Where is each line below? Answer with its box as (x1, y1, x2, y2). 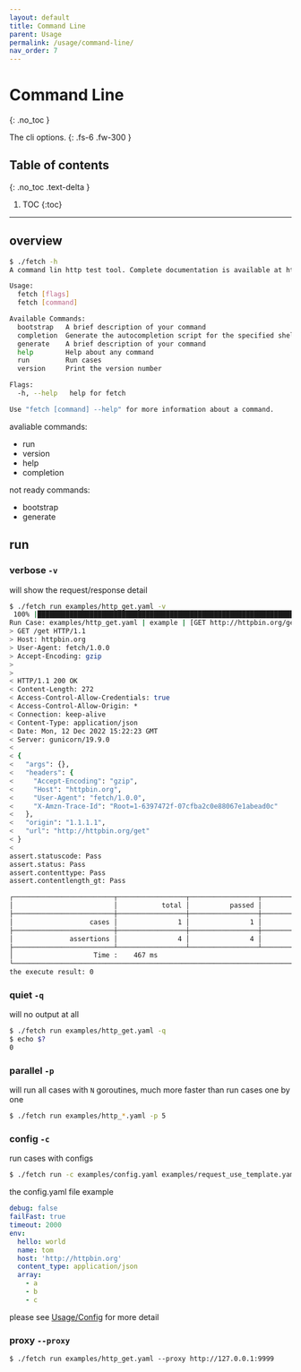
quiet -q (9, 989, 45, 1001)
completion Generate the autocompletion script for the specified (17, 330, 275, 340)
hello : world (17, 1237, 66, 1246)
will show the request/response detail (9, 584, 148, 596)
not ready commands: (9, 484, 90, 495)
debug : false (9, 1204, 58, 1213)
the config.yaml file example (9, 1187, 114, 1197)
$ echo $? (9, 1035, 47, 1044)
